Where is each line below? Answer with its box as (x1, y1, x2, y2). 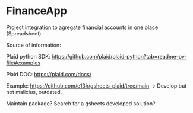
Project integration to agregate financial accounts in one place (6, 24, 159, 31)
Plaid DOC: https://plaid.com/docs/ (6, 70, 92, 78)
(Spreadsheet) (6, 30, 42, 37)
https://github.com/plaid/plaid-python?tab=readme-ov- (51, 53, 187, 60)
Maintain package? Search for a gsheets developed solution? (6, 99, 156, 107)
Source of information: (6, 41, 61, 49)
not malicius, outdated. (6, 88, 62, 95)
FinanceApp (6, 4, 67, 18)
